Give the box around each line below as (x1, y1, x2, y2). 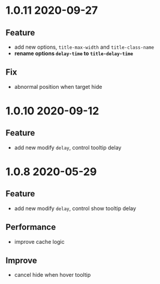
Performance (5, 222, 56, 232)
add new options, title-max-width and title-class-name (14, 43, 154, 50)
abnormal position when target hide (14, 83, 102, 90)
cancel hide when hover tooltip (14, 271, 91, 279)
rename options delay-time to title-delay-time (14, 50, 133, 57)
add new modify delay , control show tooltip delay (14, 205, 136, 212)
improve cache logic (14, 238, 65, 245)
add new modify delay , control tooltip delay (14, 144, 122, 151)
